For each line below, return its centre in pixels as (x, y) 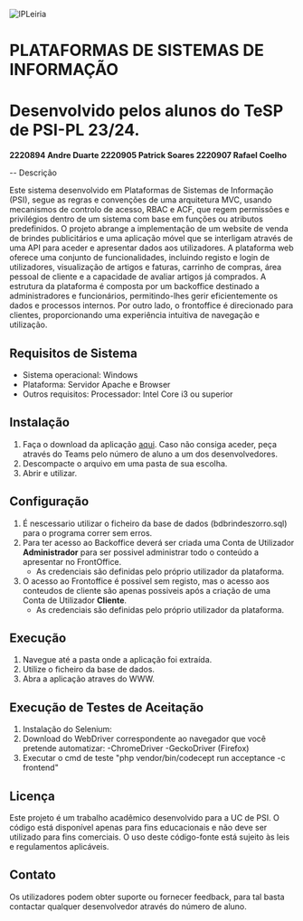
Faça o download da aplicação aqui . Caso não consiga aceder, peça (150, 444)
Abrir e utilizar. (50, 473)
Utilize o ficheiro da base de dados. (89, 670)
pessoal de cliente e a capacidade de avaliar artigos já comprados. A (138, 277)
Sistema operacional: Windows (80, 374)
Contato (33, 875)
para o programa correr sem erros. (87, 532)
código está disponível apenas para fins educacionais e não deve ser (138, 827)
